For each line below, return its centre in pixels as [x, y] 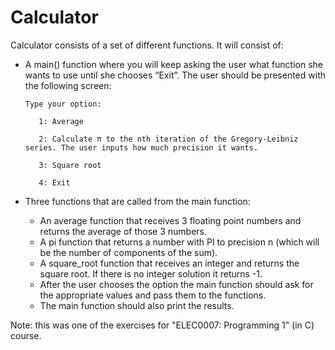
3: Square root [70, 165]
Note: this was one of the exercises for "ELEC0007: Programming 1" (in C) [162, 325]
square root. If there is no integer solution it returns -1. [151, 273]
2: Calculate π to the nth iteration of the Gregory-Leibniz [168, 139]
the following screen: [68, 85]
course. [26, 335]
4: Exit [54, 182]
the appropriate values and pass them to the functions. [153, 295]
